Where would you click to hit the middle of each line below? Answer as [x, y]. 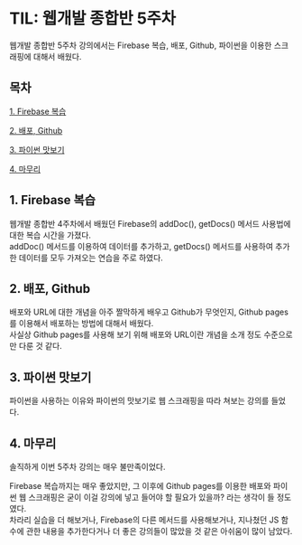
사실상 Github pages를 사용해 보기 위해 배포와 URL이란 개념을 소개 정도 [136, 334]
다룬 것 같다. [41, 346]
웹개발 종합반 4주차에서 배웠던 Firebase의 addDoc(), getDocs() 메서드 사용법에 [150, 223]
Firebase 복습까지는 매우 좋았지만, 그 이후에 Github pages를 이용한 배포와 [141, 486]
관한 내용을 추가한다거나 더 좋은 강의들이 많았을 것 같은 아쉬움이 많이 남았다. [159, 531]
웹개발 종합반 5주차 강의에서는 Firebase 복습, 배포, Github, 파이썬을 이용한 [141, 45]
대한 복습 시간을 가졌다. [50, 235]
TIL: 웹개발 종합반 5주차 [93, 19]
